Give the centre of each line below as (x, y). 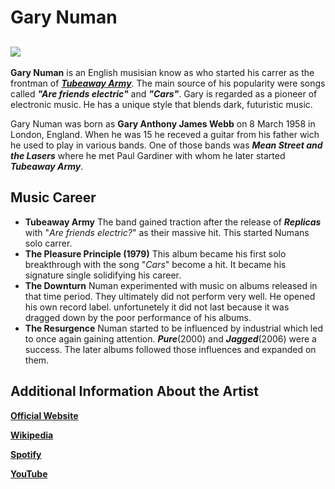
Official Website (44, 415)
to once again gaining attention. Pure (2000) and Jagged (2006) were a (170, 338)
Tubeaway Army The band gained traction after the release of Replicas (173, 222)
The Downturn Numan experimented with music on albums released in (171, 285)
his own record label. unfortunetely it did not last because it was (157, 307)
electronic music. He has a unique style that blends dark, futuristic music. (161, 104)
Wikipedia (32, 435)
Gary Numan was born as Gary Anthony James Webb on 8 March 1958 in (163, 124)
